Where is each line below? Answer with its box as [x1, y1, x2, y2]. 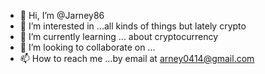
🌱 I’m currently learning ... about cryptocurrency [19, 31, 219, 42]
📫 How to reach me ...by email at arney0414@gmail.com [19, 53, 255, 64]
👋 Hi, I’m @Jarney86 [19, 10, 105, 21]
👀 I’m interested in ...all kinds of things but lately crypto [19, 20, 247, 32]
